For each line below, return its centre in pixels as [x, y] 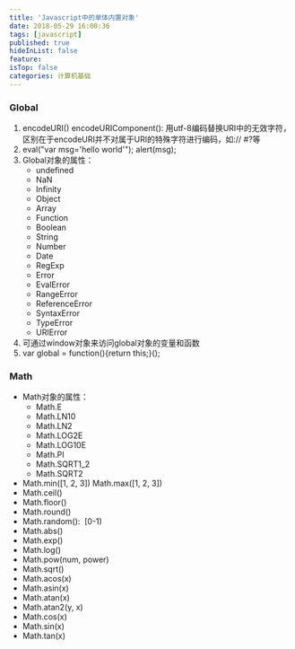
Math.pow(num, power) [65, 560]
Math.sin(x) [43, 627]
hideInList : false [43, 51]
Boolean [51, 228]
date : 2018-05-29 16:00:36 [60, 26]
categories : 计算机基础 [50, 76]
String [47, 237]
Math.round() [47, 512]
